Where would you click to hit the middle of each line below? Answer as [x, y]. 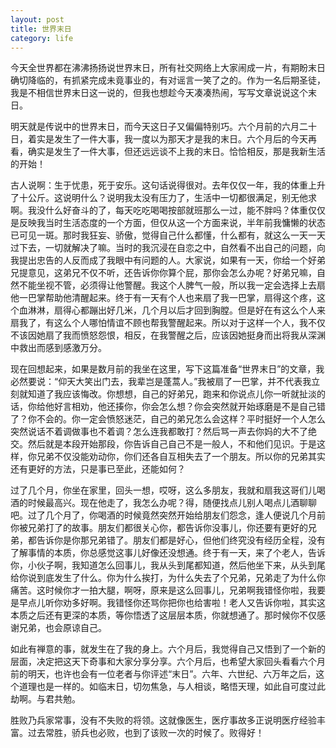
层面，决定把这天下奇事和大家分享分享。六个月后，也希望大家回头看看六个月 [168, 662]
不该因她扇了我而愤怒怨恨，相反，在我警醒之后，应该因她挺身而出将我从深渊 [168, 335]
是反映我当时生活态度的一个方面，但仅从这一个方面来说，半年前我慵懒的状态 [168, 223]
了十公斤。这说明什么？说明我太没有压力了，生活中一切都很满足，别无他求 [163, 198]
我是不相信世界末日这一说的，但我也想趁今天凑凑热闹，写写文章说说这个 [159, 93]
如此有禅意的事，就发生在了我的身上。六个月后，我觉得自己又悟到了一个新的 [168, 649]
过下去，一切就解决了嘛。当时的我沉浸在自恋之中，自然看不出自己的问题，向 [168, 248]
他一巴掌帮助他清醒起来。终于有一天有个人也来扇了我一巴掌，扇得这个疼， [163, 298]
